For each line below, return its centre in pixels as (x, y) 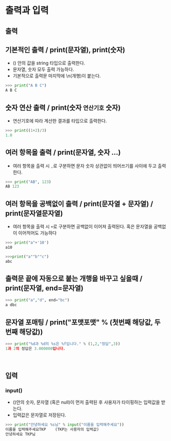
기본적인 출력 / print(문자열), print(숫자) (65, 50)
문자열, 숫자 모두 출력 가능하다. (43, 69)
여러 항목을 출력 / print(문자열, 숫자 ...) (63, 153)
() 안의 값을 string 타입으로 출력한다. (49, 63)
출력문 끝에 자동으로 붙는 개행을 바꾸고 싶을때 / (74, 278)
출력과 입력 (27, 10)
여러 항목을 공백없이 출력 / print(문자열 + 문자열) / (79, 204)
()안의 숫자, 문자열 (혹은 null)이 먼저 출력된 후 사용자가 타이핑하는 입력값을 (86, 402)
